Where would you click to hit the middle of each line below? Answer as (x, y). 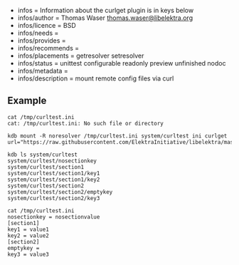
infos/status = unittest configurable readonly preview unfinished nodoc (122, 63)
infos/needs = (38, 33)
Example (27, 101)
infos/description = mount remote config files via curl (96, 78)
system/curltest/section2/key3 (54, 198)
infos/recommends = (48, 48)
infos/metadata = (43, 71)
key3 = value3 (28, 254)
